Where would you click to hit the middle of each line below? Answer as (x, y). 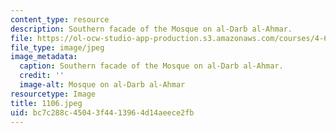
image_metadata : (44, 57)
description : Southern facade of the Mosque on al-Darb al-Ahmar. (151, 29)
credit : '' (42, 76)
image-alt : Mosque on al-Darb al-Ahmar (102, 85)
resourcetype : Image (53, 94)
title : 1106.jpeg (46, 103)
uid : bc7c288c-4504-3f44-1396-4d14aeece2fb (102, 112)
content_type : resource (60, 19)
